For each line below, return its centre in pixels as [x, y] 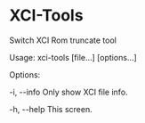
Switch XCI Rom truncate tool [63, 40]
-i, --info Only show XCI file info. [68, 92]
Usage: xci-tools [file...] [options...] [73, 57]
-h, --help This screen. [51, 109]
